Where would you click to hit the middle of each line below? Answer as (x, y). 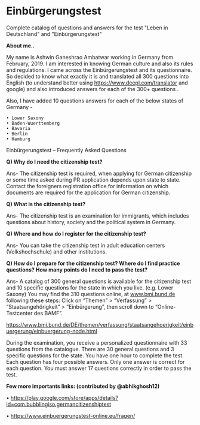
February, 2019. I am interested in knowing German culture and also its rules (100, 64)
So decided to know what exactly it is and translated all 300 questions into (98, 76)
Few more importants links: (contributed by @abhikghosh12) (83, 386)
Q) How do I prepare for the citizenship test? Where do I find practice (93, 263)
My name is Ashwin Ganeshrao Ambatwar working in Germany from (90, 57)
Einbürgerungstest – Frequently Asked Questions (66, 150)
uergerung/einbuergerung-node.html (52, 331)
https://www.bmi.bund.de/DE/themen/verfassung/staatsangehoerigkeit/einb (100, 324)
